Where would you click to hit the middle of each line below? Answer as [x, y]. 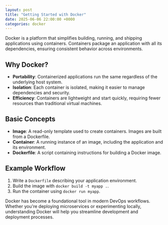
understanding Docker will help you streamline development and [72, 211]
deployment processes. [30, 217]
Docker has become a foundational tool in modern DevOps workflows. [78, 201]
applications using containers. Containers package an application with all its [83, 44]
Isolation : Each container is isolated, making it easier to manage [79, 87]
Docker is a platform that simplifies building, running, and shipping [74, 38]
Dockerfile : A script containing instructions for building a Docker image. [87, 152]
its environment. [29, 147]
